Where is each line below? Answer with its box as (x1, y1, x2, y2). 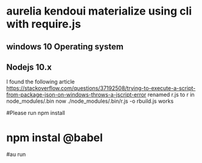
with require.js (6, 17, 81, 31)
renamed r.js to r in (147, 91, 195, 99)
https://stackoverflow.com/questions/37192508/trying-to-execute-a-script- (6, 85, 196, 92)
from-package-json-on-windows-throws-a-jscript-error (6, 91, 147, 99)
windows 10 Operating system (6, 41, 124, 52)
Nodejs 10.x (6, 62, 52, 72)
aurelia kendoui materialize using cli (6, 4, 192, 18)
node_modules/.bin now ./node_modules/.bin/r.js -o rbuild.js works (6, 97, 174, 105)
